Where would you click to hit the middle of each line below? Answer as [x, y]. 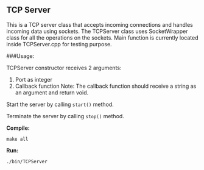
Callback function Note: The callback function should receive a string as [106, 86]
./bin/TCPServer [27, 161]
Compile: [18, 128]
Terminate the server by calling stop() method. [65, 116]
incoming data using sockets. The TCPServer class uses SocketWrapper [97, 31]
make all [17, 139]
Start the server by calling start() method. [60, 104]
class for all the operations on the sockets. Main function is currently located [102, 37]
